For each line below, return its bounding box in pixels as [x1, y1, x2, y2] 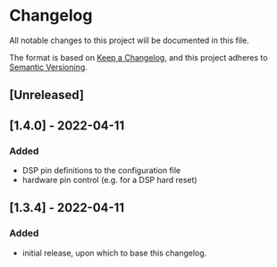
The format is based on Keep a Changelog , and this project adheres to [9, 52, 268, 63]
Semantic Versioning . [9, 62, 88, 72]
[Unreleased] [9, 88, 85, 103]
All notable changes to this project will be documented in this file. [9, 35, 250, 46]
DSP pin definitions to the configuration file [21, 165, 181, 176]
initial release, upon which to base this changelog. [21, 247, 207, 258]
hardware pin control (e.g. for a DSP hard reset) [21, 175, 198, 186]
